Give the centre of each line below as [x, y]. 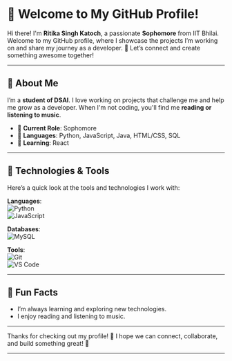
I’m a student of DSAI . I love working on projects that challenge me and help [116, 100]
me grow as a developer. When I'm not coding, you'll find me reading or [109, 107]
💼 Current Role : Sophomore [57, 128]
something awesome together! [51, 55]
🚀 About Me [33, 83]
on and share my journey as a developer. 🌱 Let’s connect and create [104, 48]
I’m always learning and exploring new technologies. [92, 309]
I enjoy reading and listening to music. [71, 316]
